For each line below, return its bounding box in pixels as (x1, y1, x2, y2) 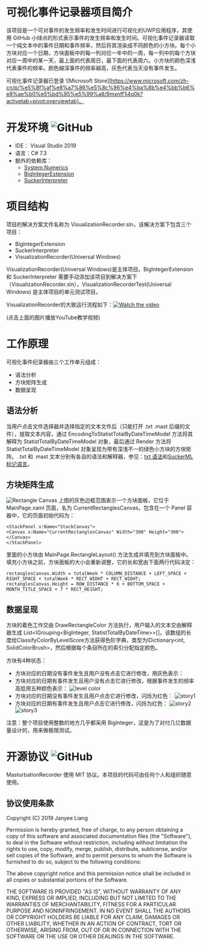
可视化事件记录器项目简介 (6, 5, 133, 19)
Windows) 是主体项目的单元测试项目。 (6, 288, 102, 296)
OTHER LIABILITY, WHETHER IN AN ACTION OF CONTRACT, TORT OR (6, 920, 182, 927)
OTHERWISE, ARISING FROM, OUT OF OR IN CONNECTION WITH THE (6, 926, 182, 934)
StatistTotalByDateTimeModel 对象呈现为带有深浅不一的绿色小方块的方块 (6, 445, 186, 452)
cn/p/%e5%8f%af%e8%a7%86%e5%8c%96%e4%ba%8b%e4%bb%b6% (6, 84, 195, 91)
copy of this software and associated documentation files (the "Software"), (6, 832, 192, 839)
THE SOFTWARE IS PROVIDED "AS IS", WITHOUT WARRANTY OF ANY (6, 888, 182, 895)
